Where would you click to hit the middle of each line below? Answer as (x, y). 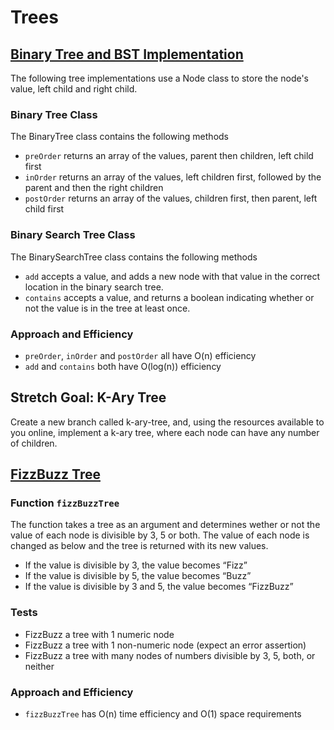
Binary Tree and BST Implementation (127, 54)
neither (39, 666)
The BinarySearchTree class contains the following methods (134, 257)
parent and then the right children (94, 188)
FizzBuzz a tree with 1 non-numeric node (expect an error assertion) (165, 645)
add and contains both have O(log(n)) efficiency (123, 366)
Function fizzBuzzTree (65, 503)
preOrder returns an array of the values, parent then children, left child (169, 156)
